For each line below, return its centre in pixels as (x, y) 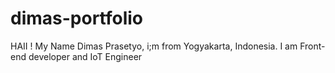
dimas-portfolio (77, 18)
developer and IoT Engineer (85, 56)
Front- (312, 46)
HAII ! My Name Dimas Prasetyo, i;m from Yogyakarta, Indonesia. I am (154, 46)
